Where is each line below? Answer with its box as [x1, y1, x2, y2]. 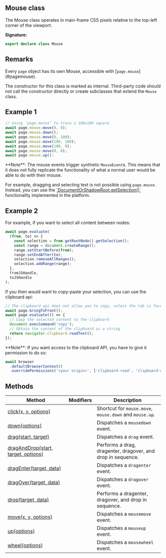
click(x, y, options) [7, 408, 51, 415]
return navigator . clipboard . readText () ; [9, 331, 94, 336]
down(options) [7, 422, 42, 429]
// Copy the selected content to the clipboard [9, 317, 110, 322]
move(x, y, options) [7, 514, 53, 521]
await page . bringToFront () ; [5, 308, 63, 313]
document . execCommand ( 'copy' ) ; [9, 322, 74, 327]
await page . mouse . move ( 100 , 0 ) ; [5, 144, 72, 149]
